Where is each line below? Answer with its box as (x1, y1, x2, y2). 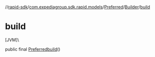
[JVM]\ (5, 37, 19, 43)
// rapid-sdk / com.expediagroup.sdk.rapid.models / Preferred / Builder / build (5, 4, 150, 10)
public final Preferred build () (5, 46, 60, 52)
